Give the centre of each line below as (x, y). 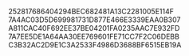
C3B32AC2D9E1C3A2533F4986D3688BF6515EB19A (95, 45)
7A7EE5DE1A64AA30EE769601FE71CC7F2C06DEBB (94, 36)
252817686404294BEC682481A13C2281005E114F (91, 11)
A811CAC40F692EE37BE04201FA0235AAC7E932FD (94, 28)
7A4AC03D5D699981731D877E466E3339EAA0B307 (94, 20)
